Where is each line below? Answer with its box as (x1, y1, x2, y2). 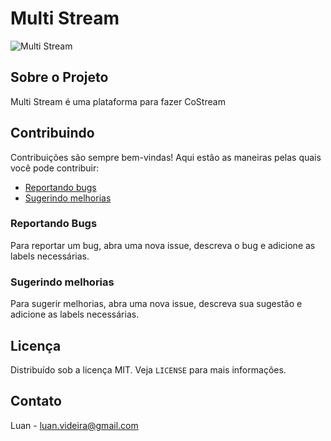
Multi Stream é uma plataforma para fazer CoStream (10, 95, 226, 107)
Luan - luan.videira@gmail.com (10, 419, 139, 431)
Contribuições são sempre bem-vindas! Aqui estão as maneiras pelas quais (10, 151, 322, 163)
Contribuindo (10, 125, 95, 142)
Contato (10, 393, 62, 410)
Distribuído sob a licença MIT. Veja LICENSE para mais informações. (10, 363, 287, 376)
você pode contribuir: (10, 162, 100, 174)
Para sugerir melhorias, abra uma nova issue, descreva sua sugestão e (10, 298, 303, 310)
